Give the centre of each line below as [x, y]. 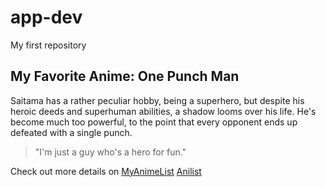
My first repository [48, 45]
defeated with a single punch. [71, 132]
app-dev [46, 17]
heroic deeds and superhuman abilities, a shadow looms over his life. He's [163, 111]
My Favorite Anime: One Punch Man [125, 76]
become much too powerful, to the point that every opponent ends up [154, 122]
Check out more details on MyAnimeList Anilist [106, 171]
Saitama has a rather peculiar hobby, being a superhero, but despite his [157, 100]
